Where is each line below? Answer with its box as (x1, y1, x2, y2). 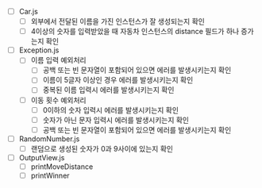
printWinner (30, 171, 70, 180)
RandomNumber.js (18, 134, 80, 144)
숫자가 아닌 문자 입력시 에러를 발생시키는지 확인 (42, 115, 190, 125)
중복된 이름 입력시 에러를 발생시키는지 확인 (42, 85, 175, 94)
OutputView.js (18, 152, 65, 162)
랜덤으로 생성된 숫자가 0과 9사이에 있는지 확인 (30, 144, 174, 153)
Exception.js (18, 45, 60, 55)
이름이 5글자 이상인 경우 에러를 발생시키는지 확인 (42, 75, 194, 85)
